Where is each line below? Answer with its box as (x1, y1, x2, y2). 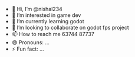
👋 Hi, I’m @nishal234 (11, 6, 63, 12)
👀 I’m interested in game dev (11, 12, 81, 19)
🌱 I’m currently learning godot (11, 18, 84, 24)
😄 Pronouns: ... (11, 39, 50, 46)
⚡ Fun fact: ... (11, 45, 44, 52)
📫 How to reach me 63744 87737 (11, 31, 94, 37)
